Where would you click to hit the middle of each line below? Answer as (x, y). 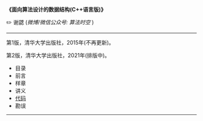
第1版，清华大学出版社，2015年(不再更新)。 (60, 42)
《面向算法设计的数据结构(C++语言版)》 (56, 9)
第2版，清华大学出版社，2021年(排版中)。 (58, 55)
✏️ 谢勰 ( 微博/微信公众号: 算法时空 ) (50, 22)
